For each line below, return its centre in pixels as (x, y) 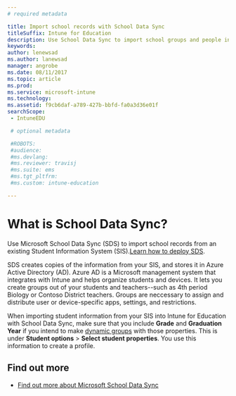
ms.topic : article (34, 79)
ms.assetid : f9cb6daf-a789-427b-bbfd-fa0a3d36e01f (83, 105)
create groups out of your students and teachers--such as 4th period (107, 287)
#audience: (26, 150)
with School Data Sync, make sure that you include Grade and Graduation (115, 323)
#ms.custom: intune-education (54, 183)
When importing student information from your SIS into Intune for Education (117, 316)
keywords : (22, 47)
